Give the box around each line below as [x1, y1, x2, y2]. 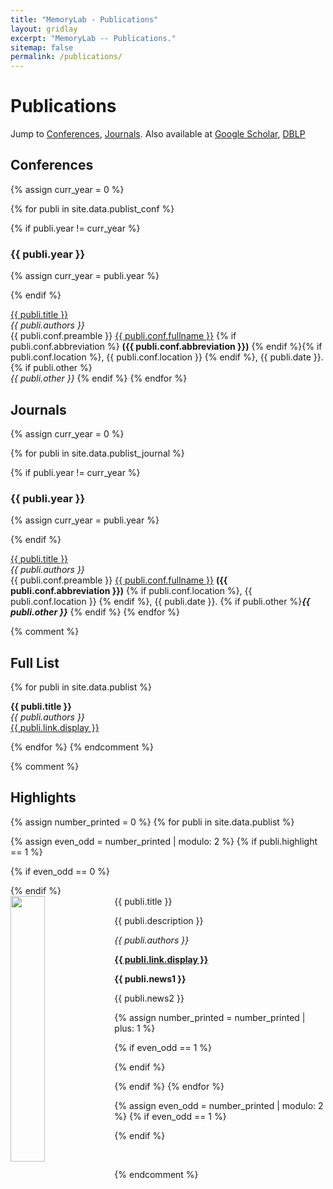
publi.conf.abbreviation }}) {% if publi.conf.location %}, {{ [10, 585, 253, 597]
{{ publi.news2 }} [114, 992, 185, 1004]
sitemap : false [10, 42, 74, 53]
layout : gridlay [10, 24, 78, 34]
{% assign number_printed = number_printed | [114, 1011, 306, 1023]
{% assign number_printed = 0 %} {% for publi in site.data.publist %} [10, 816, 295, 828]
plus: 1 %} [114, 1022, 156, 1034]
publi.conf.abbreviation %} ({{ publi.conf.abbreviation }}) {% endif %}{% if [10, 341, 323, 353]
